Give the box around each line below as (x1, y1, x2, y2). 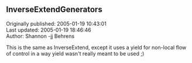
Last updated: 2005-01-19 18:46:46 (6, 26, 92, 33)
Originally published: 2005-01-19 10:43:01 (6, 20, 107, 27)
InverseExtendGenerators (6, 5, 102, 15)
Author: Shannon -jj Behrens (6, 32, 75, 40)
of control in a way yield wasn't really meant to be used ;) (6, 50, 145, 57)
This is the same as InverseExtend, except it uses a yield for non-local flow (6, 44, 187, 51)
